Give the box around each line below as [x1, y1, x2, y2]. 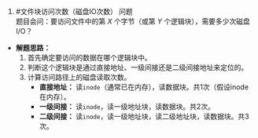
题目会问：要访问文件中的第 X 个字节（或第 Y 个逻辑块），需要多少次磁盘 [15, 16, 250, 26]
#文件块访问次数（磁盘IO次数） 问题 [15, 7, 134, 16]
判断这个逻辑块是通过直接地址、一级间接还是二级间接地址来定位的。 [27, 63, 249, 72]
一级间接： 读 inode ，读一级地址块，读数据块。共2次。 [39, 102, 215, 111]
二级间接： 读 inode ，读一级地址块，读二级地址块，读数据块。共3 [39, 112, 249, 121]
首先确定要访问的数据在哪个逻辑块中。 [27, 53, 152, 62]
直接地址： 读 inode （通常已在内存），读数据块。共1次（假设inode [39, 82, 249, 92]
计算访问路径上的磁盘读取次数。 [27, 73, 131, 82]
